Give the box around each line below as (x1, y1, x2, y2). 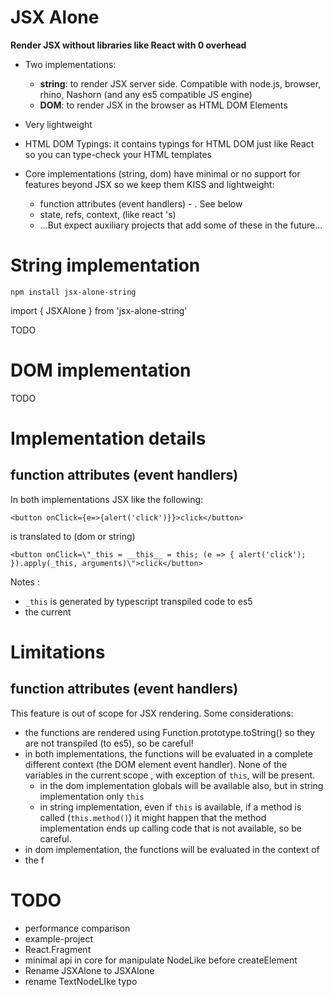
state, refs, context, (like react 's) (39, 208, 177, 220)
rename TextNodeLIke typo (24, 975, 138, 987)
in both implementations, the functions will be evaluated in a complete (24, 747, 314, 760)
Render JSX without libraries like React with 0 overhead (10, 39, 247, 51)
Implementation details (10, 427, 207, 450)
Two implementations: (24, 58, 117, 70)
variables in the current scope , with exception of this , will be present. (24, 769, 316, 781)
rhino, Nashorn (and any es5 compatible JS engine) (39, 88, 253, 100)
